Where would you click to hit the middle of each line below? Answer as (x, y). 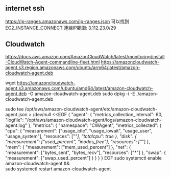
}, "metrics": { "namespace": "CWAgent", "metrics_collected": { (95, 125)
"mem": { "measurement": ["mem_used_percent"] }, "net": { (68, 147)
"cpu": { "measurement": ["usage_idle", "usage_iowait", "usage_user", (79, 130)
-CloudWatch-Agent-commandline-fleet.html (53, 62)
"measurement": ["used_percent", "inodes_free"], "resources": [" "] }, (78, 141)
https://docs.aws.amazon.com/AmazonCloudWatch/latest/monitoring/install (85, 56)
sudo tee (15, 109)
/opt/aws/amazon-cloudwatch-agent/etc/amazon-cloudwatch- (91, 109)
